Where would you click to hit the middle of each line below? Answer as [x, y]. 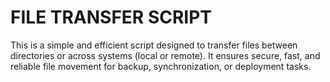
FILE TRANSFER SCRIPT [111, 17]
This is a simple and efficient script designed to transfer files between [154, 45]
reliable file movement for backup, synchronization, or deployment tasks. [161, 66]
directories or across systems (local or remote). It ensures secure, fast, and [165, 55]
